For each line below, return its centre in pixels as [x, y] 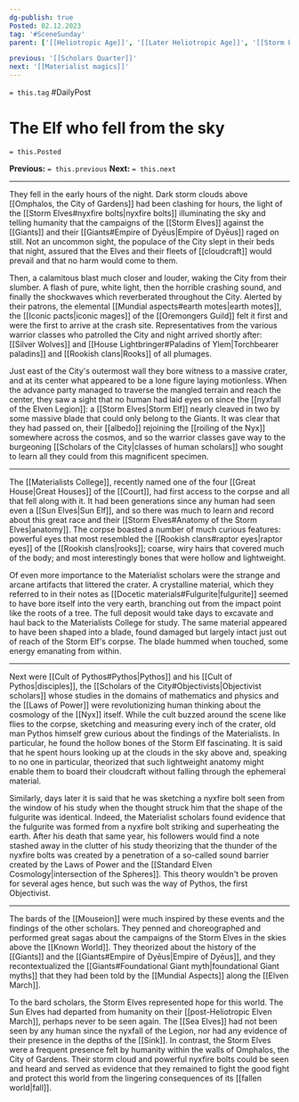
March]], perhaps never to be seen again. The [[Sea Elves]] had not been [143, 1021]
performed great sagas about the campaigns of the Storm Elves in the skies [148, 937]
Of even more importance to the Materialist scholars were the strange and [145, 575]
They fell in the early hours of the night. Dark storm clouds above [129, 194]
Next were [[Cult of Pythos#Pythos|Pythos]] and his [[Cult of [121, 676]
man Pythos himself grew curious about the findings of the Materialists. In [145, 733]
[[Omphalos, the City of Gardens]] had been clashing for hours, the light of [146, 203]
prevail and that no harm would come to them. [93, 261]
